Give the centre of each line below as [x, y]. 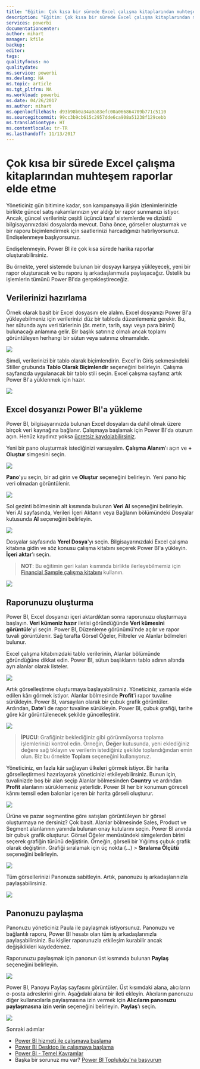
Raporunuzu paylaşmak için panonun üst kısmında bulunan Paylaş [87, 959]
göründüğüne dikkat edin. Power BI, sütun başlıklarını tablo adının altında [95, 660]
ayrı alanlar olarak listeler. [37, 666]
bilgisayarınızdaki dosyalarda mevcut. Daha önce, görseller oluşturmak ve [96, 224]
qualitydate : [22, 67]
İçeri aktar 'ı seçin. [29, 555]
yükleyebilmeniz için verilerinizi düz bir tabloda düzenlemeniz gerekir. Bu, [96, 319]
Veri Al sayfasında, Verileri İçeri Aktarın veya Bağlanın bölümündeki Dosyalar [100, 513]
